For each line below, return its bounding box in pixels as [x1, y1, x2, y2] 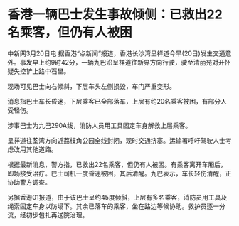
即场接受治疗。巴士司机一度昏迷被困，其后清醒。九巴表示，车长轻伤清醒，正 [7, 168, 232, 178]
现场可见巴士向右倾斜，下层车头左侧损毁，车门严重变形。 [7, 82, 176, 90]
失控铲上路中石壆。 [13, 67, 70, 75]
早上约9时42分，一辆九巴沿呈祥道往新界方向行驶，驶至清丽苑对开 [31, 58, 225, 66]
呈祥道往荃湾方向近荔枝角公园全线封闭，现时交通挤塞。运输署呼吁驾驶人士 [7, 136, 225, 144]
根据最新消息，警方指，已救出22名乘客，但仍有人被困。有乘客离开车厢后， [7, 160, 228, 168]
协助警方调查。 [7, 178, 51, 186]
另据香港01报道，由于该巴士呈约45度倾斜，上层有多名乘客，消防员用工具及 [7, 193, 228, 201]
